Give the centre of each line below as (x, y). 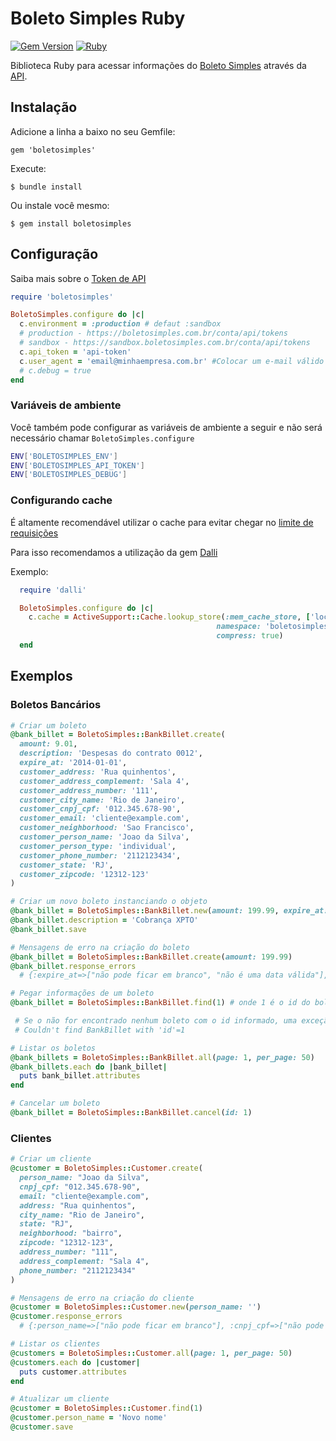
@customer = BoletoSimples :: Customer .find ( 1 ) (106, 1408)
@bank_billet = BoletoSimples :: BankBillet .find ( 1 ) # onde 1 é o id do (160, 1003)
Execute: (28, 168)
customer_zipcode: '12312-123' (84, 874)
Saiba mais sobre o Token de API (78, 278)
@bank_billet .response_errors (73, 966)
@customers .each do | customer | (75, 1362)
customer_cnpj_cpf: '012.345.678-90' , (100, 809)
